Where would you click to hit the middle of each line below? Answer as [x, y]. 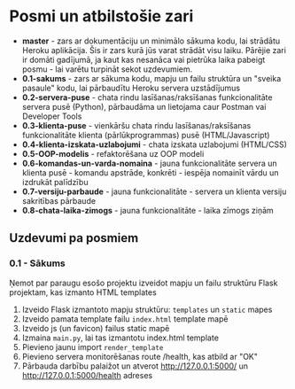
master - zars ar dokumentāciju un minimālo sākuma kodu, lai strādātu [151, 41]
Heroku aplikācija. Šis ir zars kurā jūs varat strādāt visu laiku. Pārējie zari [154, 50]
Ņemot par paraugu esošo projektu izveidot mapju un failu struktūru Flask [144, 283]
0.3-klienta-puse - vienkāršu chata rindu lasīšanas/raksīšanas [136, 125]
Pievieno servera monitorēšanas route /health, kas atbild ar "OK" [140, 356]
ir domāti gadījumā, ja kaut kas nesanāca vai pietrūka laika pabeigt [144, 59]
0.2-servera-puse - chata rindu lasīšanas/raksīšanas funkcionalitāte [147, 97]
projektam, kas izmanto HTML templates [83, 292]
